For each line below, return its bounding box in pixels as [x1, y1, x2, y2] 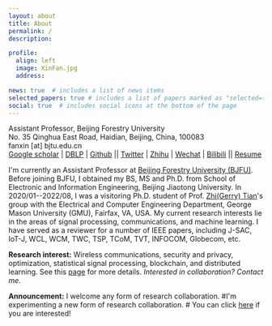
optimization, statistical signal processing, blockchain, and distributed [8, 259, 241, 268]
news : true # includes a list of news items [8, 86, 164, 94]
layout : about [8, 11, 57, 20]
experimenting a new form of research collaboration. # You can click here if [8, 300, 261, 310]
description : [8, 34, 53, 43]
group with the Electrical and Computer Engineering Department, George [8, 199, 253, 209]
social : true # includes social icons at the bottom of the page [8, 101, 237, 109]
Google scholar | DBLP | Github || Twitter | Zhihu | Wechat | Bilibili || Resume [8, 149, 262, 159]
